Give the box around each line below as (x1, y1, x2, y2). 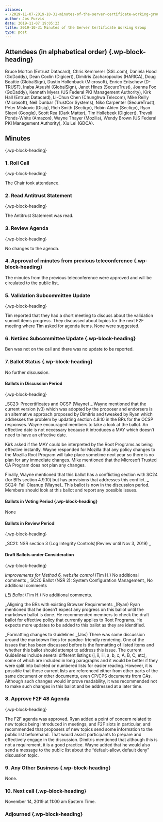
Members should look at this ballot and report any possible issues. (5, 487, 138, 493)
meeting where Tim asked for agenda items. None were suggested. (5, 323, 140, 329)
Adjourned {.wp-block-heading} (5, 811, 83, 818)
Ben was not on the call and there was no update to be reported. (5, 346, 134, 352)
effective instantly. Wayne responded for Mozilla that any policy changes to (5, 447, 156, 452)
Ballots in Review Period (5, 520, 55, 526)
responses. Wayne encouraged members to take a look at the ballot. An (5, 421, 148, 427)
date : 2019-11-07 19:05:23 (5, 20, 60, 26)
